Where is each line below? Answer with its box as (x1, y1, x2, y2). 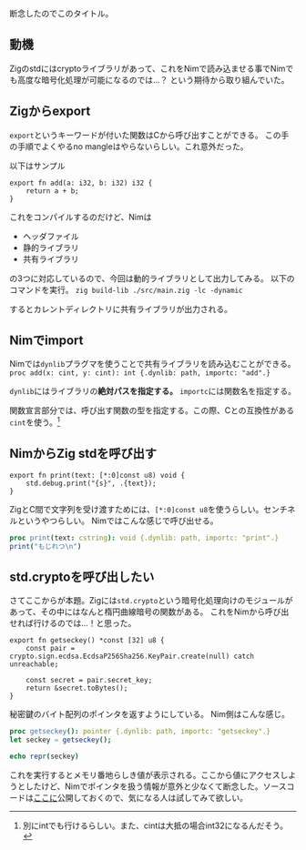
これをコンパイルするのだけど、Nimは (9, 211, 152, 222)
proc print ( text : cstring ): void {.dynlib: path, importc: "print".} (9, 533, 280, 542)
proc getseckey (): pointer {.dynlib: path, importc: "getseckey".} (9, 727, 271, 736)
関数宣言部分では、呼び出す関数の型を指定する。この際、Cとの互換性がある (9, 405, 295, 416)
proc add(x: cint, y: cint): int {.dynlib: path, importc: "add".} (9, 369, 271, 378)
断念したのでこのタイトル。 (9, 8, 114, 18)
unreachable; (9, 660, 59, 669)
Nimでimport (9, 333, 84, 349)
